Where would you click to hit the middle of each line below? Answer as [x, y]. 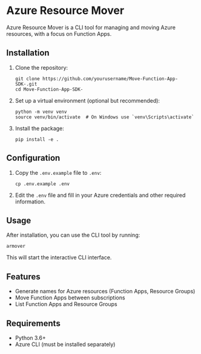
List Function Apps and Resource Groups [66, 304]
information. [30, 202]
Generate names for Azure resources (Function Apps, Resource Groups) [105, 291]
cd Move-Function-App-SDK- [49, 89]
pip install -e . [37, 139]
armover [16, 247]
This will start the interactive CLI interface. [59, 257]
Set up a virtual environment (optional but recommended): [87, 100]
